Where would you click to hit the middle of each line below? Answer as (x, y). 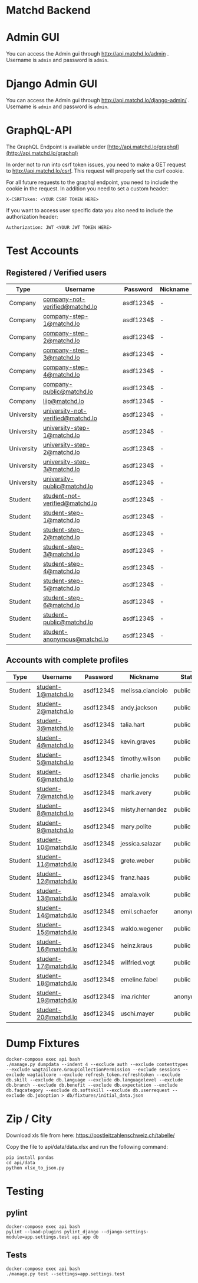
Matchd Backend (49, 10)
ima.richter (135, 996)
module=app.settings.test (38, 1237)
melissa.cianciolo (144, 691)
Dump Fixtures (43, 1044)
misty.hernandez (144, 809)
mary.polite (136, 827)
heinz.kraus (137, 945)
